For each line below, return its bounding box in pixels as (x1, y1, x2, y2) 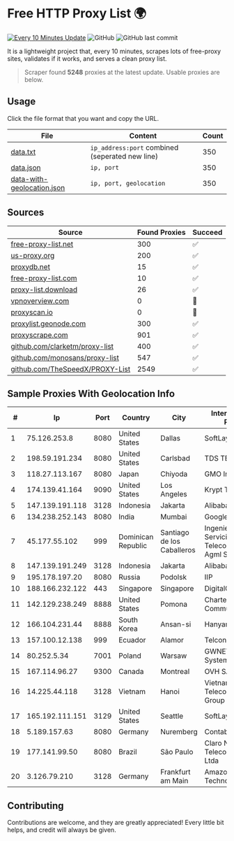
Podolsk (159, 573, 187, 582)
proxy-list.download (10, 285, 78, 294)
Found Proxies (136, 227, 186, 237)
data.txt (10, 147, 36, 157)
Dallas (159, 433, 181, 443)
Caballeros (159, 545, 196, 555)
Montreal (159, 667, 190, 677)
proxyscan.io (10, 307, 54, 317)
